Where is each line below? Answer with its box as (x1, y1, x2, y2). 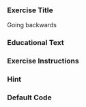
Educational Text (7, 38, 64, 48)
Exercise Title (7, 5, 53, 15)
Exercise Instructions (7, 57, 80, 66)
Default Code (7, 93, 53, 102)
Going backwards (7, 21, 57, 29)
